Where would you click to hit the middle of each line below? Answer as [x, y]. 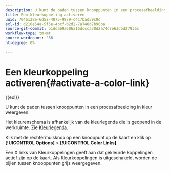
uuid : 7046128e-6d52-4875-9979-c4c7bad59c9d [53, 19]
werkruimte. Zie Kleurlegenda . [37, 127]
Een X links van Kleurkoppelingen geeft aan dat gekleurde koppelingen [79, 152]
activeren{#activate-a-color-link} [77, 83]
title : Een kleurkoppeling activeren [45, 15]
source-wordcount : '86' [30, 38]
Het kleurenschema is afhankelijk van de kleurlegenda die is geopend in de [83, 122]
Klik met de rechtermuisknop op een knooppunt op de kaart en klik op [78, 137]
